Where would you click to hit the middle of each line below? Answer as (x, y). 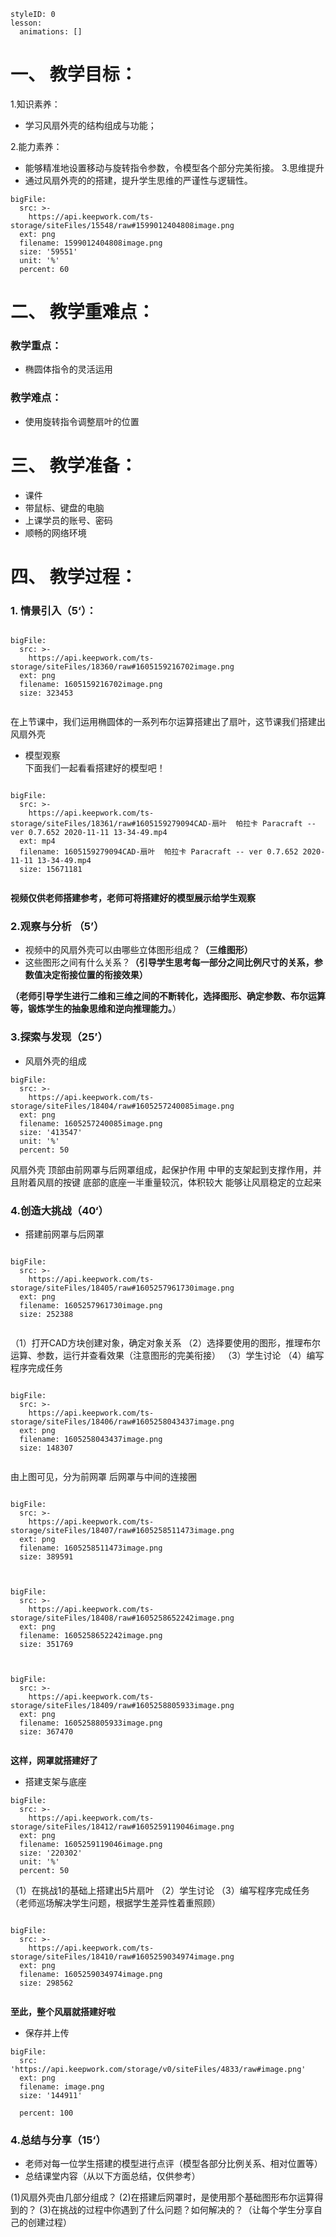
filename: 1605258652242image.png (91, 1636)
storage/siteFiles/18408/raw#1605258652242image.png (122, 1618)
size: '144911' (51, 2096)
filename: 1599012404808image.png (91, 243)
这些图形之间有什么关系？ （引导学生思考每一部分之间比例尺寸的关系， (169, 962)
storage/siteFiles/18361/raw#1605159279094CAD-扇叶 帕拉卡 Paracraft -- (163, 824)
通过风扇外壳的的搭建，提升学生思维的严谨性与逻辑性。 (138, 180)
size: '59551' (48, 251)
